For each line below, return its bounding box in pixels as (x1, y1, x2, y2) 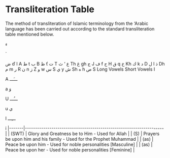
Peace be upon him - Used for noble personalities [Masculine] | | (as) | (5, 141, 153, 147)
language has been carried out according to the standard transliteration (5, 25, 155, 31)
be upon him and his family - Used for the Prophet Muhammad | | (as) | (5, 136, 154, 142)
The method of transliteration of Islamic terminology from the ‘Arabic (5, 20, 149, 26)
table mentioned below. (5, 31, 54, 37)
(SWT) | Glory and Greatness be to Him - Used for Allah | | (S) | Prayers (11, 131, 160, 137)
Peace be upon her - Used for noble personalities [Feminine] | (5, 146, 135, 153)
